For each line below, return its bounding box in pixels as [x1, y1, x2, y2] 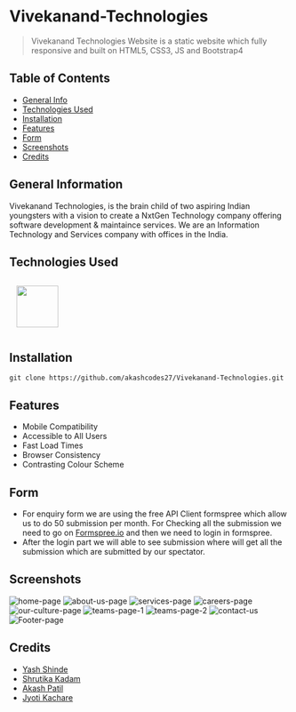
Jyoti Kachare [21, 692, 74, 703]
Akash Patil [21, 683, 64, 693]
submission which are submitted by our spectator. [21, 547, 206, 556]
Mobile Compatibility [21, 421, 99, 432]
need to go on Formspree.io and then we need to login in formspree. [21, 527, 273, 538]
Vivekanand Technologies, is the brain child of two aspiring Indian [9, 200, 251, 211]
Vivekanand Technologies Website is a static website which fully [30, 36, 268, 46]
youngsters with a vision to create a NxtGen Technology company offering [9, 210, 282, 220]
